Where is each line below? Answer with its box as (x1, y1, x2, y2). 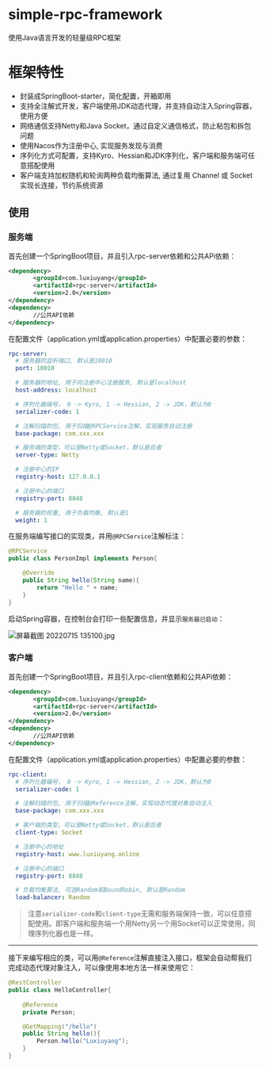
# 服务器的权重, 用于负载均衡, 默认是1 (15, 509, 129, 517)
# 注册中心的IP (15, 465, 59, 473)
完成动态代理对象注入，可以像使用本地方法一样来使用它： (8, 963, 196, 973)
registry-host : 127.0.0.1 (15, 473, 101, 481)
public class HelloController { (8, 986, 112, 994)
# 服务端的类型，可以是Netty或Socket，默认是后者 (15, 444, 162, 452)
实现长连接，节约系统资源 (19, 180, 104, 189)
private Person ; (22, 1008, 77, 1016)
